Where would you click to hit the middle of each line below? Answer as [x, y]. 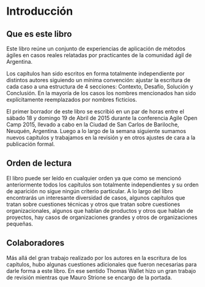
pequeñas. [20, 224]
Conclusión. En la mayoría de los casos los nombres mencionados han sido [101, 93]
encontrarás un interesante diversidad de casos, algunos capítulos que [96, 197]
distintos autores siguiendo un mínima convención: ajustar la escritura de [99, 80]
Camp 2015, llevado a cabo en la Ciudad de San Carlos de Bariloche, [93, 124]
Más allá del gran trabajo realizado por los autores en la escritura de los [97, 258]
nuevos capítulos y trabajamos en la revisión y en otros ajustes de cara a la [101, 137]
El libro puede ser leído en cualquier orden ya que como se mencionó [94, 178]
